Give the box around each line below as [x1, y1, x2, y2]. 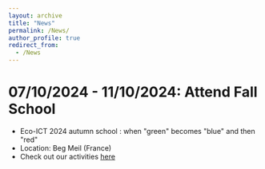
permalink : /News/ [8, 26, 70, 34]
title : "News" [8, 19, 56, 27]
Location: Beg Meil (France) [19, 143, 112, 152]
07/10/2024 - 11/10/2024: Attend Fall [8, 83, 258, 101]
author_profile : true [8, 33, 81, 42]
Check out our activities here [19, 151, 116, 161]
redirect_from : [8, 41, 59, 49]
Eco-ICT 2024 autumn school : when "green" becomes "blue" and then [19, 126, 255, 136]
